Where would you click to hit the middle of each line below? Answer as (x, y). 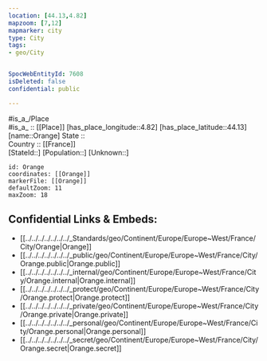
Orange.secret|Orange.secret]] (71, 348)
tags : (17, 45)
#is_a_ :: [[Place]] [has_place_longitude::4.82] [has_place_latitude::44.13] (128, 127)
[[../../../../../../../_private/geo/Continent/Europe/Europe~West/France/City (139, 306)
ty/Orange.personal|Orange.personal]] (83, 332)
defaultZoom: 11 (35, 188)
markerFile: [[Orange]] (48, 181)
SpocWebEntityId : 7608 (46, 74)
